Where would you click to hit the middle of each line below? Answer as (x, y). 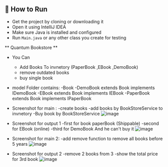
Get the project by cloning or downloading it (58, 21)
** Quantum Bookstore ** (31, 47)
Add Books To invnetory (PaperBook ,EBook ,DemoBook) (79, 67)
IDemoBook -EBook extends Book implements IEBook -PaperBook (81, 93)
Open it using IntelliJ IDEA (39, 27)
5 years (20, 144)
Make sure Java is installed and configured (57, 32)
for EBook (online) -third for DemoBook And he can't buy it (73, 129)
